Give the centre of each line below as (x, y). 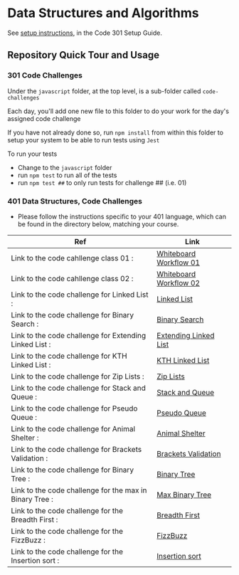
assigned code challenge (44, 118)
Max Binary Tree (184, 495)
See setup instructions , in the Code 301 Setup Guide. (85, 33)
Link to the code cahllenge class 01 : (72, 258)
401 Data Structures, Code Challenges (75, 201)
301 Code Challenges (45, 75)
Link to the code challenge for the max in (79, 490)
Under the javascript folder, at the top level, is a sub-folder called (104, 91)
